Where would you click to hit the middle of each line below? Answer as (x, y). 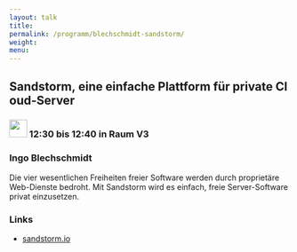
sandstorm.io (46, 239)
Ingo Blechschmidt (51, 158)
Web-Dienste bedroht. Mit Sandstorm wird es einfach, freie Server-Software (149, 186)
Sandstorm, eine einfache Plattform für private (141, 87)
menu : (19, 51)
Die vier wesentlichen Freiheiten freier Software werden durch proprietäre (144, 177)
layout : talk (33, 17)
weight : (24, 42)
